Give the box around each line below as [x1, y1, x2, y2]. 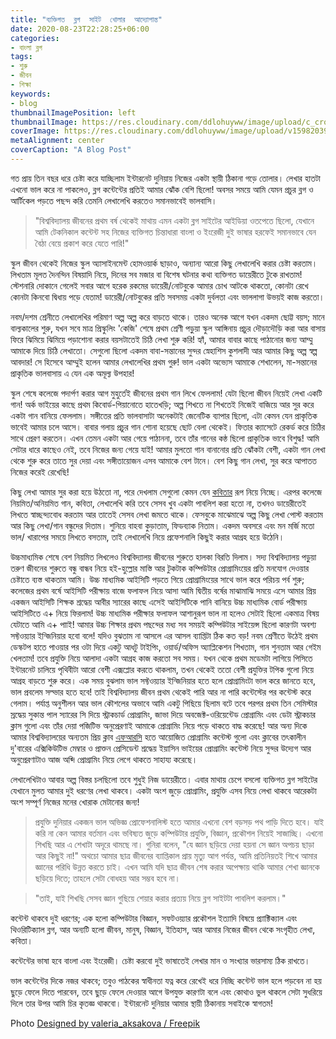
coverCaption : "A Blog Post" [10, 145, 132, 155]
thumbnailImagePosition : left [10, 107, 137, 118]
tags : [10, 52, 33, 62]
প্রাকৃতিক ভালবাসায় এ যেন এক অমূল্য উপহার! [10, 367, 135, 379]
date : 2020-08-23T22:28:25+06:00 [10, 24, 150, 34]
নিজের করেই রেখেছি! [10, 466, 70, 478]
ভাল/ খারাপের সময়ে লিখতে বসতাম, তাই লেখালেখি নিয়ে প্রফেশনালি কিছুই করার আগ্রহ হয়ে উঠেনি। [10, 531, 285, 543]
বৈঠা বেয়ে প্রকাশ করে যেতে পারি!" [34, 237, 130, 249]
